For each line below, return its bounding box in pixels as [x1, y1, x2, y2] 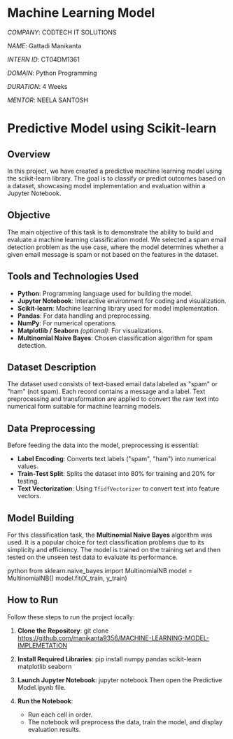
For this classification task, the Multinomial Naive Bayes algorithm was [7, 530, 213, 539]
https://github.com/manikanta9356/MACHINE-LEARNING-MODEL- [17, 633, 210, 642]
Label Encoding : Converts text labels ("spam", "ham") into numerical [17, 455, 216, 463]
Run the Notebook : [17, 696, 73, 705]
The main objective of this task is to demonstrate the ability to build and [7, 227, 213, 236]
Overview [7, 148, 51, 160]
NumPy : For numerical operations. [17, 318, 118, 327]
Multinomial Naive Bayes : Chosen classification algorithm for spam [17, 334, 213, 342]
